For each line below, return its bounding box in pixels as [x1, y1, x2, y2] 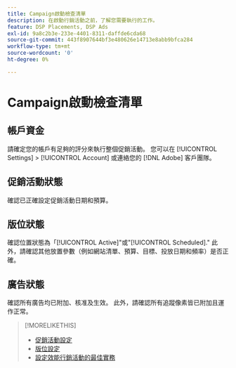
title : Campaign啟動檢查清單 [7, 10, 86, 18]
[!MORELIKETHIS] [24, 321, 77, 330]
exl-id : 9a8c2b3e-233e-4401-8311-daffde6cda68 [7, 29, 146, 37]
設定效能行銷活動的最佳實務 [34, 353, 116, 362]
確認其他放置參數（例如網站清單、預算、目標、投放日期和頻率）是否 [25, 247, 223, 256]
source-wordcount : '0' [7, 50, 74, 57]
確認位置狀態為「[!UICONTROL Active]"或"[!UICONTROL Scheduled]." [7, 238, 211, 247]
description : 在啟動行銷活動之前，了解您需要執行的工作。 [7, 17, 158, 24]
